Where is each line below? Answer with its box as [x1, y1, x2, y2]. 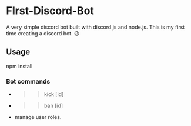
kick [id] [43, 91, 64, 98]
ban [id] [43, 102, 63, 110]
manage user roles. [14, 114, 62, 121]
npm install [6, 62, 33, 69]
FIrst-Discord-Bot [6, 4, 94, 18]
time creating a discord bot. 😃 [6, 29, 80, 37]
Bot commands [6, 77, 51, 85]
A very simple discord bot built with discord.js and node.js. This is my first [6, 24, 185, 31]
